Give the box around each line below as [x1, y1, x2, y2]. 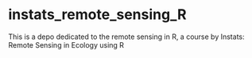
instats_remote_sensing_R [8, 6, 187, 24]
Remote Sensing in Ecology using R [8, 40, 125, 49]
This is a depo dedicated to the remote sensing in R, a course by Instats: [8, 32, 245, 41]
